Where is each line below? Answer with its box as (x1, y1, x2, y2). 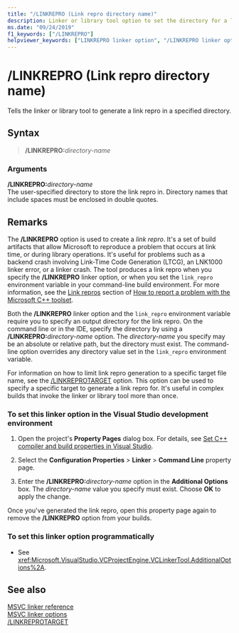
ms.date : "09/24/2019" (7, 24, 75, 31)
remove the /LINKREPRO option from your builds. (7, 514, 152, 522)
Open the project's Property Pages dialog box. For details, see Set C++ (17, 435, 228, 443)
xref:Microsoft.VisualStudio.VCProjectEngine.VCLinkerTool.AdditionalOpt (17, 555, 231, 564)
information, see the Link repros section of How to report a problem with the (7, 288, 230, 296)
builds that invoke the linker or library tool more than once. (7, 391, 179, 400)
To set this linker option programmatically (7, 532, 155, 542)
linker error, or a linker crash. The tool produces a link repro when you (7, 265, 212, 273)
